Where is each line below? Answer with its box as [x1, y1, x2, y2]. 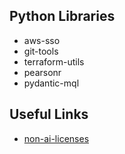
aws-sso [23, 34, 61, 46]
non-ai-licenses [23, 132, 90, 144]
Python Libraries [9, 8, 116, 25]
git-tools [23, 45, 59, 57]
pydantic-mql [23, 77, 80, 89]
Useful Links [9, 106, 89, 123]
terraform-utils [23, 55, 85, 68]
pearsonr [23, 66, 62, 78]
